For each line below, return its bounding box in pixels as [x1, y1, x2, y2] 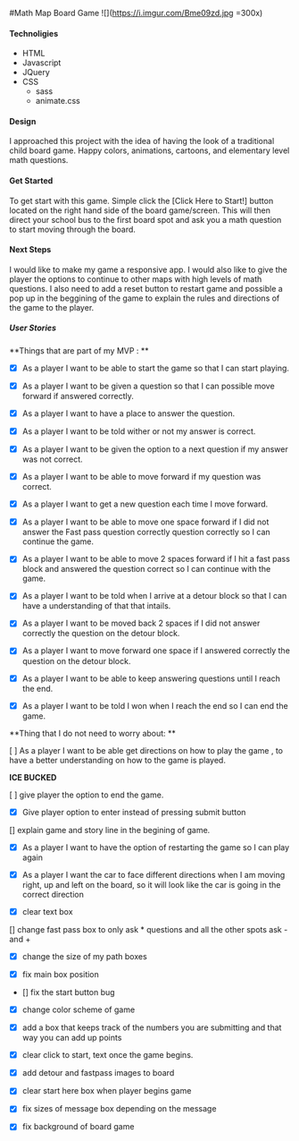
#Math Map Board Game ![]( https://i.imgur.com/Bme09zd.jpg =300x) [9, 8, 263, 18]
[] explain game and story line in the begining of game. [9, 824, 211, 835]
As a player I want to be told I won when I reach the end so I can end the [21, 700, 288, 711]
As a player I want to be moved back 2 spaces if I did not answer [21, 617, 261, 629]
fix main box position [21, 968, 100, 979]
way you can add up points [21, 1033, 122, 1043]
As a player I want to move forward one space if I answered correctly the [21, 645, 290, 656]
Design [9, 115, 37, 126]
